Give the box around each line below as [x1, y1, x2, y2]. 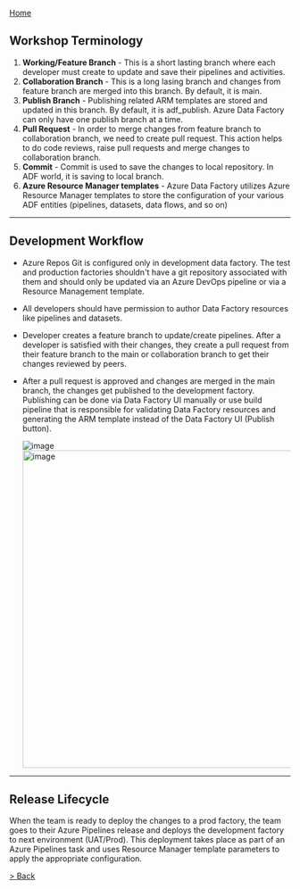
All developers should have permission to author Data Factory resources [21, 303, 288, 313]
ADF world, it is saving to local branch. [21, 170, 164, 181]
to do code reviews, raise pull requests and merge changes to [21, 142, 250, 153]
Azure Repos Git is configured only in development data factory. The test [21, 257, 291, 268]
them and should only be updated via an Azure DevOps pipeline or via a [21, 276, 287, 287]
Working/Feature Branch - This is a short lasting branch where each [21, 57, 276, 68]
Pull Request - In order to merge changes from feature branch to [21, 123, 262, 134]
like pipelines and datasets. [21, 312, 123, 323]
